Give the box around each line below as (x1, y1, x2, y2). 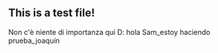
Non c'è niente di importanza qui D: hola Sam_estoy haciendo (8, 27, 211, 36)
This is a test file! (8, 6, 96, 20)
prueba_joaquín (8, 36, 60, 45)
